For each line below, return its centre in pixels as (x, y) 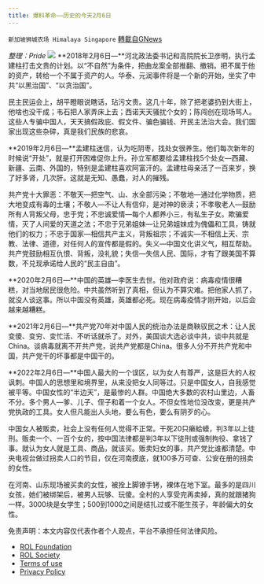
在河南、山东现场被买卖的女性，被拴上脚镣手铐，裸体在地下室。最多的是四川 (132, 484)
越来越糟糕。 (29, 309)
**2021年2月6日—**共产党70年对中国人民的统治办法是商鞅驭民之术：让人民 (132, 326)
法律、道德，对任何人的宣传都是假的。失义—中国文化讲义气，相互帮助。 (139, 243)
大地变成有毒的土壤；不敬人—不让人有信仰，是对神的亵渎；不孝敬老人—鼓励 (132, 204)
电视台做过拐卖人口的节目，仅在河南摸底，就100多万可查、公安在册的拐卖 (134, 458)
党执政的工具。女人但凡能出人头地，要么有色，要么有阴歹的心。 (111, 412)
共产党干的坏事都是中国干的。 (70, 356)
